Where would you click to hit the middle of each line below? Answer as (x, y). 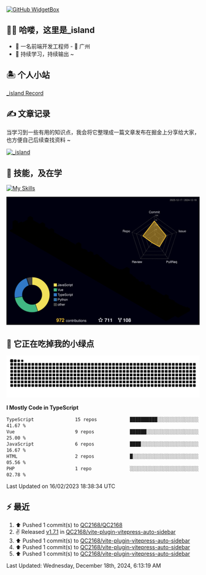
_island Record (25, 93)
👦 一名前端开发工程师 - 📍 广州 (53, 46)
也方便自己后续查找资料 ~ (39, 140)
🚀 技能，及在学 (34, 173)
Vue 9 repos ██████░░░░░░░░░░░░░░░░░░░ (103, 432)
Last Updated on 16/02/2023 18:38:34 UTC (61, 486)
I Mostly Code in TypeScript (42, 407)
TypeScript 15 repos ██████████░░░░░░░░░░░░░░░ (103, 420)
